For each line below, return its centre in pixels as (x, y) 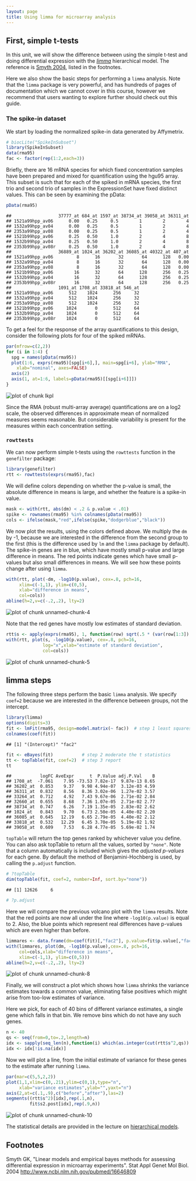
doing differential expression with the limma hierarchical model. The (88, 61)
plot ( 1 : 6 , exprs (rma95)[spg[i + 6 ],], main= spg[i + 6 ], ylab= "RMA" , (91, 363)
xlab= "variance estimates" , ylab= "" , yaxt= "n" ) (75, 1088)
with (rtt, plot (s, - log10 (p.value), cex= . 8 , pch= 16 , (71, 639)
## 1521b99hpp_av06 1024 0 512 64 (73, 308)
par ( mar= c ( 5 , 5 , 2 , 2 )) (31, 1077)
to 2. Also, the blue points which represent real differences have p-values (94, 924)
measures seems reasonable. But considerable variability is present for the (96, 419)
